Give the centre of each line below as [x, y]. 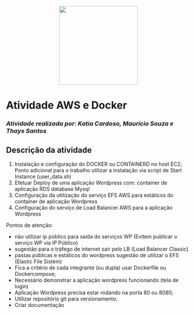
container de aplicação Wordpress [56, 201]
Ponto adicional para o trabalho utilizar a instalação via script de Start [98, 170]
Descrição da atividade [49, 150]
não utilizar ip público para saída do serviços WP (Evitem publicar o [96, 236]
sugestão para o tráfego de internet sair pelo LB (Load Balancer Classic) [101, 249]
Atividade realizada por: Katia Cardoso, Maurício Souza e [90, 124]
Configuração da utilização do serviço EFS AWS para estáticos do [94, 195]
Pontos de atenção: [30, 225]
